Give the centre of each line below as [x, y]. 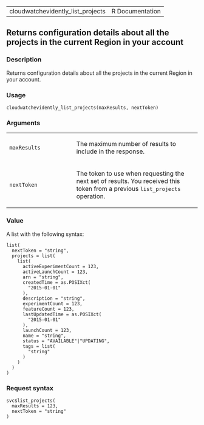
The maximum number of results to [126, 144]
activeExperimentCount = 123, [60, 266]
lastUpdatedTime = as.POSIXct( [62, 314]
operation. [91, 196]
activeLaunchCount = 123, [55, 272]
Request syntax [30, 388]
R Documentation [136, 11]
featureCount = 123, [48, 309]
